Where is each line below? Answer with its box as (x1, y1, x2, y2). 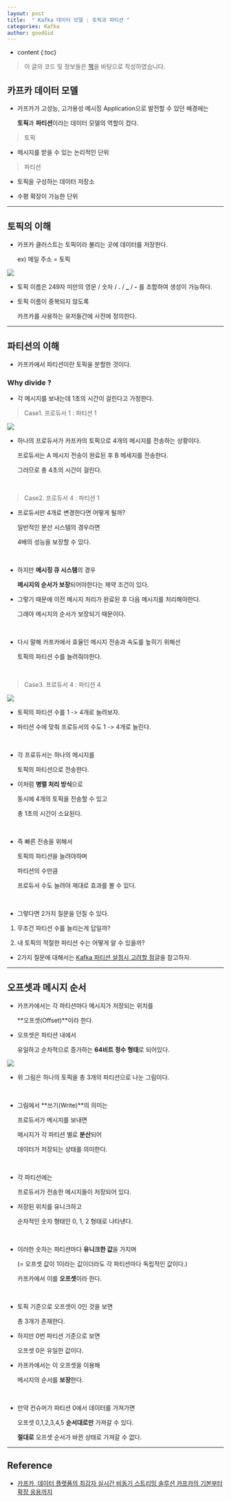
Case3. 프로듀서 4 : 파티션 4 (23, 680, 101, 688)
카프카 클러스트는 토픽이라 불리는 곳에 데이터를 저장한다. (16, 240, 168, 248)
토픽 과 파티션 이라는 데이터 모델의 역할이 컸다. (16, 119, 139, 128)
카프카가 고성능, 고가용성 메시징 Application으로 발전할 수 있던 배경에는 (16, 104, 209, 112)
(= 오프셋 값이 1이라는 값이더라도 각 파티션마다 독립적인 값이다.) (16, 1259, 188, 1268)
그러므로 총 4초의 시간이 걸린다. (16, 465, 102, 474)
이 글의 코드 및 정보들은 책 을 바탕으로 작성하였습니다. (23, 63, 166, 71)
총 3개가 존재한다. (16, 1316, 65, 1325)
